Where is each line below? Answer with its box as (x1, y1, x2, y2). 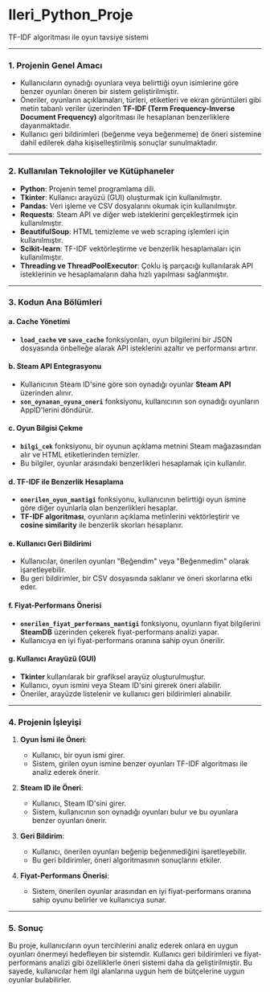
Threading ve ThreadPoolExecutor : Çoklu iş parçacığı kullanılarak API (19, 260, 253, 270)
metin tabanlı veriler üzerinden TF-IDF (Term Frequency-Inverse (19, 104, 235, 113)
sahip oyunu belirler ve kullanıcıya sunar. (31, 895, 167, 905)
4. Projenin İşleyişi (8, 716, 82, 728)
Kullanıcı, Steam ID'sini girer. (31, 798, 127, 809)
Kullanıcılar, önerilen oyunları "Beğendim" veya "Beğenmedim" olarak (19, 556, 250, 566)
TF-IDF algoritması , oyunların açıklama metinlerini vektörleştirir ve (19, 512, 240, 522)
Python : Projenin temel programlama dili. (19, 183, 156, 194)
